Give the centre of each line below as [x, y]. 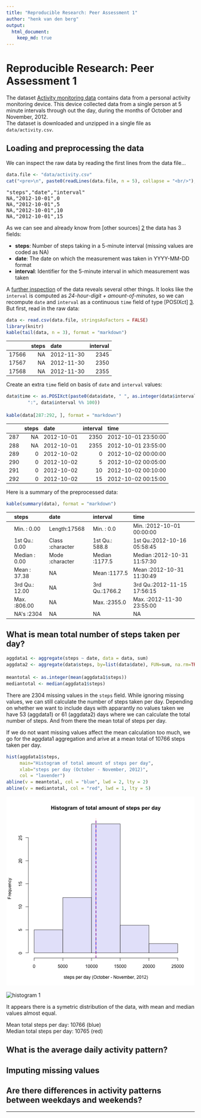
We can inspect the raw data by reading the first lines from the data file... [96, 163]
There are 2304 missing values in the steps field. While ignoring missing [95, 695]
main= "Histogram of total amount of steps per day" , [86, 763]
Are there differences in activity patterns [84, 1091]
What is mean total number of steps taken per [93, 635]
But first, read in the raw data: [43, 308]
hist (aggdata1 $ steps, [33, 757]
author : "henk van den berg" [42, 19]
